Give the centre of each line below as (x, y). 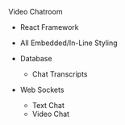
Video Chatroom (35, 12)
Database (36, 58)
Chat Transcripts (60, 74)
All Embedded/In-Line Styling (69, 43)
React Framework (49, 27)
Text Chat (48, 105)
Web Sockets (42, 90)
